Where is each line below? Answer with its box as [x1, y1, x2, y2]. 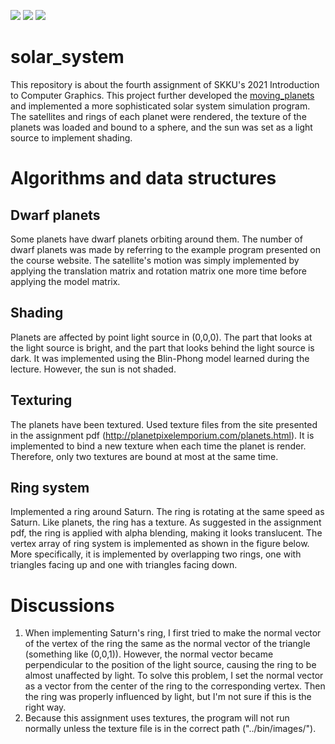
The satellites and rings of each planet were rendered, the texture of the [10, 110, 307, 122]
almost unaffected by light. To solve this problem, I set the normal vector [24, 670, 324, 682]
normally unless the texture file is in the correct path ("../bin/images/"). [24, 723, 317, 735]
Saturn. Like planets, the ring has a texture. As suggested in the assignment [10, 516, 322, 529]
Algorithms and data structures [10, 167, 277, 190]
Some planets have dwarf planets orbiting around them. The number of [10, 233, 303, 245]
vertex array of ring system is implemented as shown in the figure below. [10, 538, 310, 550]
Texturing [10, 392, 73, 409]
